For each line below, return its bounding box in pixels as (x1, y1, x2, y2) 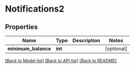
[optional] (105, 45, 128, 52)
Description (72, 37, 100, 44)
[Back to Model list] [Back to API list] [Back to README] (5, 58, 117, 64)
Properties (5, 23, 38, 31)
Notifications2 (5, 3, 65, 15)
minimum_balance (7, 45, 51, 52)
